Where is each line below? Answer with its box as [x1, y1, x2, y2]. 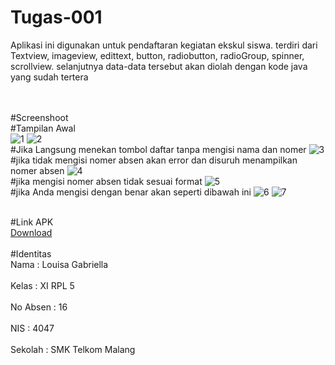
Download [10, 226, 53, 238]
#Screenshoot [10, 111, 69, 123]
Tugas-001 [10, 6, 103, 29]
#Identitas [10, 247, 52, 260]
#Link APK [10, 216, 54, 228]
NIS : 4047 [10, 322, 55, 334]
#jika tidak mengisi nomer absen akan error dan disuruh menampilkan [10, 154, 298, 166]
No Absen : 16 [10, 301, 68, 313]
